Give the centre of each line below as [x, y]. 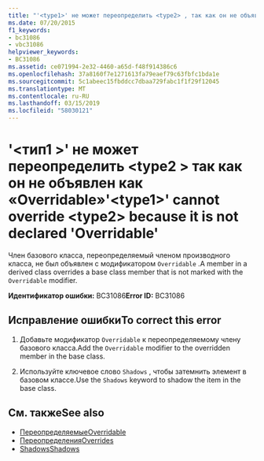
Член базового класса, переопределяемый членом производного [119, 255]
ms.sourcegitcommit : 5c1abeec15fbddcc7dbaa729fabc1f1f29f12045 [114, 81]
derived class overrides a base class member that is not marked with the [126, 272]
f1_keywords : [29, 30]
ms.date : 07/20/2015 [42, 23]
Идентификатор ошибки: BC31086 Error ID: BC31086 [97, 296]
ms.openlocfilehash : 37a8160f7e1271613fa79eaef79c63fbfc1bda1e [114, 74]
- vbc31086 [26, 45]
